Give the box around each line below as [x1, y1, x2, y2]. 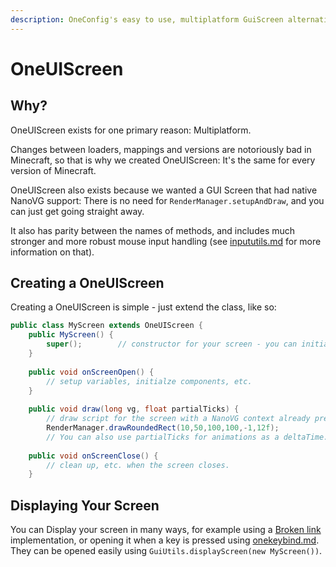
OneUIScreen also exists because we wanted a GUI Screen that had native [10, 184, 318, 196]
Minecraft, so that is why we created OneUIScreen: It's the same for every [10, 154, 316, 166]
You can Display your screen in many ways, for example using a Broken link [10, 524, 322, 536]
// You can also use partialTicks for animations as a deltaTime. [46, 432, 329, 442]
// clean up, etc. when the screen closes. [46, 460, 230, 470]
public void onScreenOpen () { [28, 367, 155, 377]
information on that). [10, 246, 95, 258]
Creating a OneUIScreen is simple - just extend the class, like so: [10, 301, 277, 313]
